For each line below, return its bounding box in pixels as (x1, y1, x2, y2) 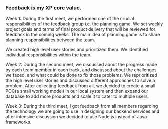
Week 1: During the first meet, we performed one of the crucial (5, 16, 134, 22)
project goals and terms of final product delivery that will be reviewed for (5, 26, 156, 32)
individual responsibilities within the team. (5, 52, 92, 58)
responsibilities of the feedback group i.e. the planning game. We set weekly (5, 21, 163, 27)
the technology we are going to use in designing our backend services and (5, 108, 160, 114)
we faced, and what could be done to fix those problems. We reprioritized (5, 72, 157, 78)
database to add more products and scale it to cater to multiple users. (5, 93, 149, 99)
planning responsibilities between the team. (5, 37, 95, 43)
